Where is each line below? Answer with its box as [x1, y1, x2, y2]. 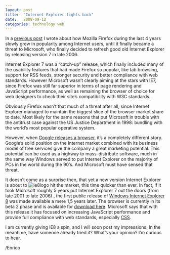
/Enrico [5, 245, 20, 251]
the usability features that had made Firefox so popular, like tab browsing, [5, 67, 158, 73]
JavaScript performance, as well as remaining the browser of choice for [5, 88, 155, 94]
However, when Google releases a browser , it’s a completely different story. [5, 135, 163, 141]
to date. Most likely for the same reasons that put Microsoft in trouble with [5, 114, 159, 120]
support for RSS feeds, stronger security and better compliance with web [5, 72, 158, 78]
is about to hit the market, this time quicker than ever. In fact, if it [5, 182, 161, 188]
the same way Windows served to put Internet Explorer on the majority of [5, 156, 158, 162]
